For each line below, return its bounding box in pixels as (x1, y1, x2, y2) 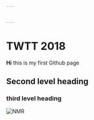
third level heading (6, 94, 62, 102)
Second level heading (6, 76, 89, 87)
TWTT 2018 (6, 39, 66, 53)
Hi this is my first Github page (6, 59, 80, 66)
